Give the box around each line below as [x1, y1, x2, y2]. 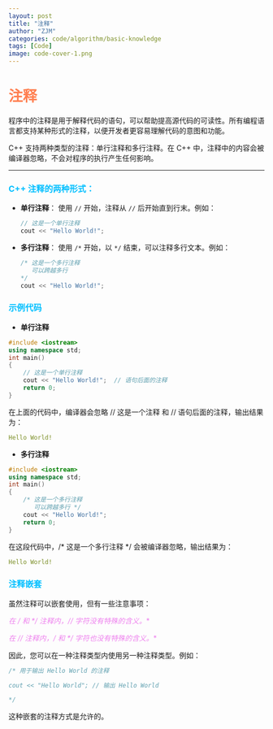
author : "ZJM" [8, 27, 57, 35]
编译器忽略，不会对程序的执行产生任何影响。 [8, 153, 158, 163]
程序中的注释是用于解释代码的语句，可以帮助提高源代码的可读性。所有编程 [8, 115, 258, 125]
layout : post [8, 11, 53, 20]
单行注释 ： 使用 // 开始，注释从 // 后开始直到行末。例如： [19, 203, 217, 213]
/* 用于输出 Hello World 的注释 [8, 666, 110, 675]
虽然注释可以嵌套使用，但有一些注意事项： [8, 598, 151, 608]
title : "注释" [8, 20, 54, 28]
